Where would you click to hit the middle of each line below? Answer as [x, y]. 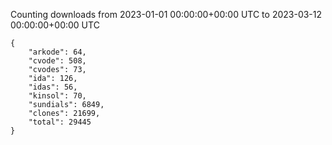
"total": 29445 [60, 122]
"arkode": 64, [57, 52]
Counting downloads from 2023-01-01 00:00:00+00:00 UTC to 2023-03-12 [166, 14]
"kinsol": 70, [57, 96]
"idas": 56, [53, 87]
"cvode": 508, [57, 61]
